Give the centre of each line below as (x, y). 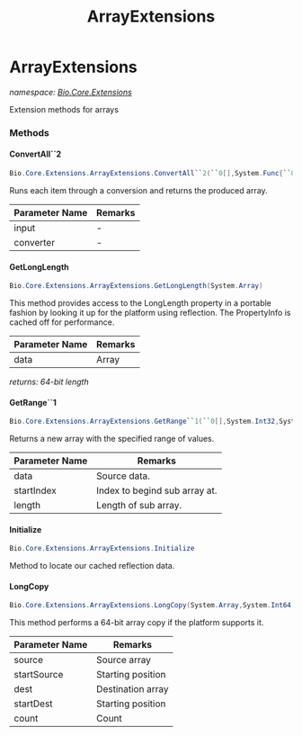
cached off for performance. (62, 322)
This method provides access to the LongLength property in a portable (141, 303)
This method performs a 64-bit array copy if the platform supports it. (137, 623)
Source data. (123, 476)
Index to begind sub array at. (156, 490)
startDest (33, 704)
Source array (123, 660)
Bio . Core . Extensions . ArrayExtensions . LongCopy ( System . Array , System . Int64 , (152, 606)
